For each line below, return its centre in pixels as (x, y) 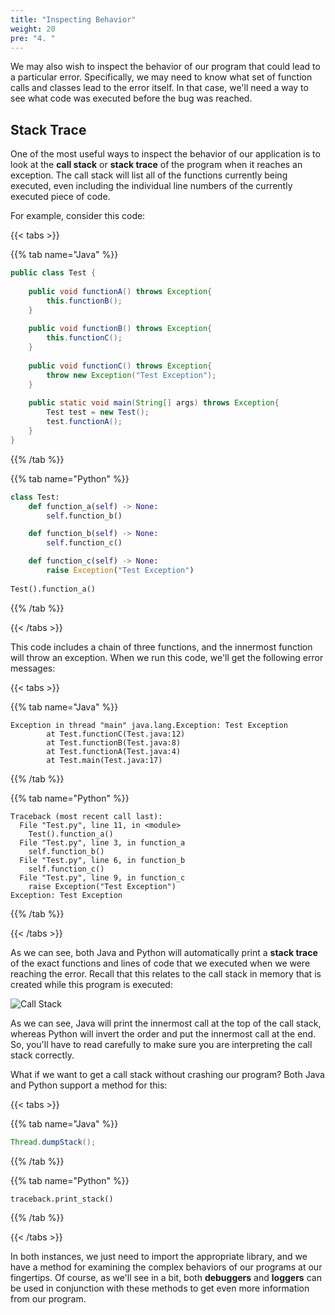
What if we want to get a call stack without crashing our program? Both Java (167, 1074)
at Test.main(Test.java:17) (104, 760)
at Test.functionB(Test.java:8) (114, 742)
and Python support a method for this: (89, 1085)
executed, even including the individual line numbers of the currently (151, 186)
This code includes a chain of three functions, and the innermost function (161, 647)
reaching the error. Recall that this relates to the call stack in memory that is (166, 973)
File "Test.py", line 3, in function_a (102, 842)
